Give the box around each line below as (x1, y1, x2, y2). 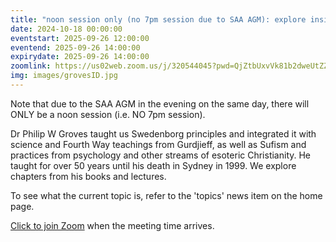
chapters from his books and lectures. (10, 170, 167, 182)
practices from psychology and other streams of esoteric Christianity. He (10, 149, 312, 161)
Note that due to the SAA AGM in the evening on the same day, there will (10, 97, 310, 110)
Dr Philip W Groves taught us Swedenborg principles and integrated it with (10, 127, 317, 140)
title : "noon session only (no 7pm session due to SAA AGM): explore (10, 14, 307, 25)
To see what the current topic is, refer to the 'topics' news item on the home (10, 189, 323, 201)
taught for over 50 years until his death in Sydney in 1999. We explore (10, 159, 297, 171)
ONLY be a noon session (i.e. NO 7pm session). (10, 108, 206, 120)
